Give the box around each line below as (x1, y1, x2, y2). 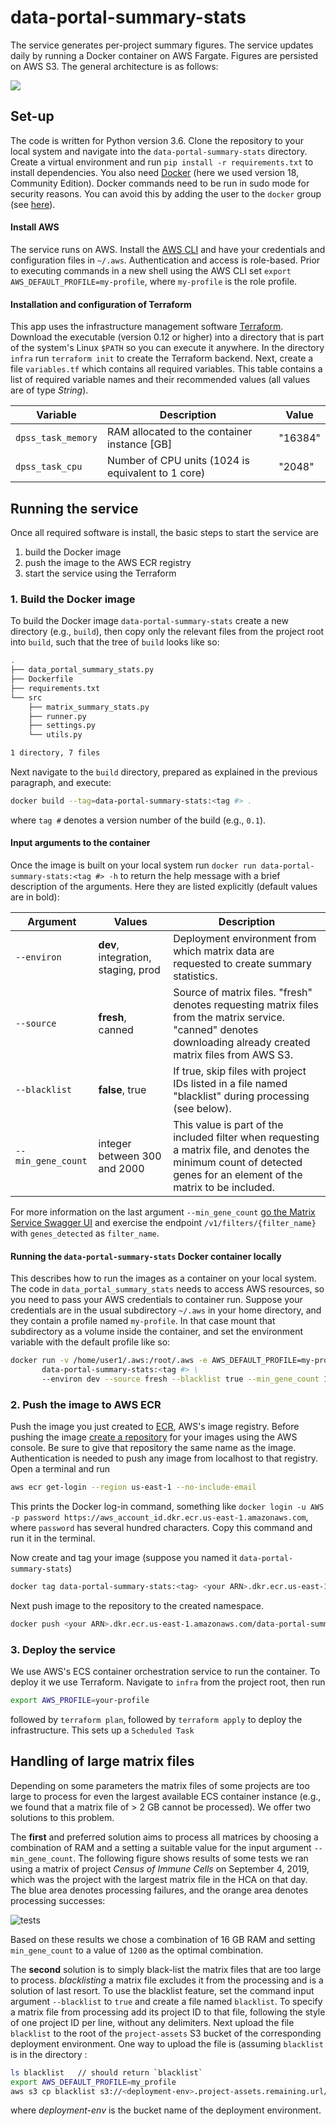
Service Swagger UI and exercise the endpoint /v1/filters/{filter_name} (10, 1217, 317, 1229)
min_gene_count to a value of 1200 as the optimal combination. (10, 1944, 264, 1956)
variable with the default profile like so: (10, 1336, 171, 1348)
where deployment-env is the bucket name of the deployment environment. (10, 2104, 322, 2116)
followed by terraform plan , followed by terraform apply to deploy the (10, 1714, 303, 1726)
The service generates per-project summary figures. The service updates (10, 39, 314, 51)
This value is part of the (173, 1118, 284, 1132)
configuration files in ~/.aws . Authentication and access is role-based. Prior (10, 254, 321, 266)
